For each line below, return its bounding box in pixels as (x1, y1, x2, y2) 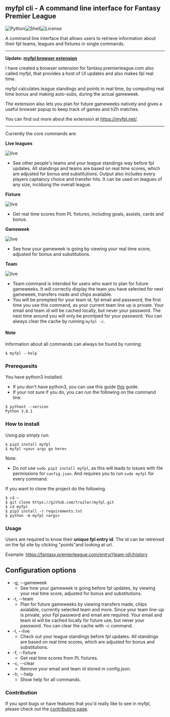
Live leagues (5, 140, 33, 146)
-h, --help (12, 671, 33, 677)
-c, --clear (12, 660, 34, 666)
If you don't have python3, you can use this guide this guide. (12, 384, 139, 390)
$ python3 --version (5, 405, 49, 410)
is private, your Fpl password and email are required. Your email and (20, 612, 162, 618)
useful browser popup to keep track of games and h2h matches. (5, 106, 140, 112)
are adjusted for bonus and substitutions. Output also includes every (12, 171, 156, 177)
